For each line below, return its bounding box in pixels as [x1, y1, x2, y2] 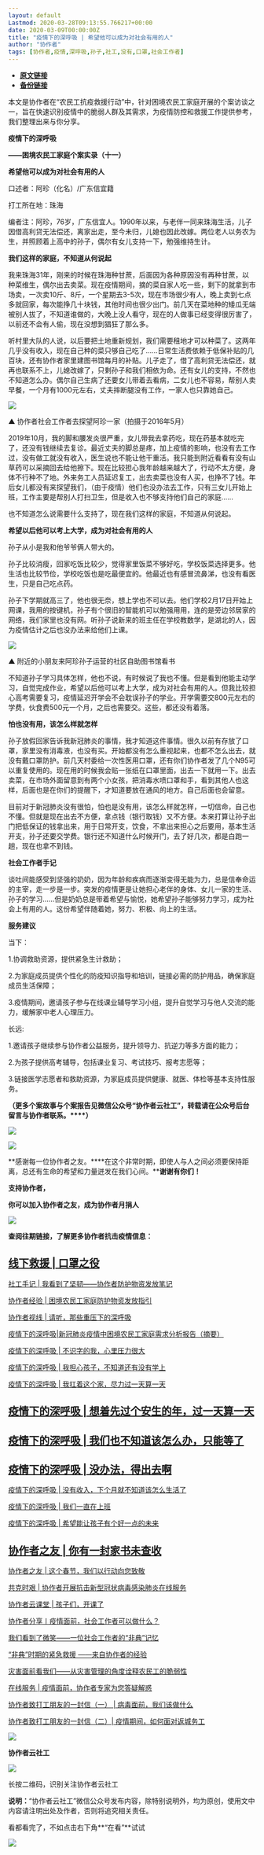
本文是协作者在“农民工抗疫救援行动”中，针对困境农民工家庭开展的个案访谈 [8, 98, 249, 106]
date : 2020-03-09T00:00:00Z [8, 26, 101, 34]
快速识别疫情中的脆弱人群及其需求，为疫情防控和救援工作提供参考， [35, 107, 256, 116]
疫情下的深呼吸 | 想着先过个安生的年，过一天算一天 [8, 1404, 255, 1418]
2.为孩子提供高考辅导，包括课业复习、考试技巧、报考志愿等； [8, 1058, 207, 1066]
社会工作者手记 [8, 858, 57, 867]
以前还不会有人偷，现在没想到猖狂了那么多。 [8, 319, 153, 329]
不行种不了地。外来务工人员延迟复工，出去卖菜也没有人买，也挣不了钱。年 [14, 473, 256, 482]
